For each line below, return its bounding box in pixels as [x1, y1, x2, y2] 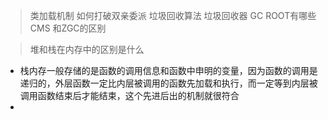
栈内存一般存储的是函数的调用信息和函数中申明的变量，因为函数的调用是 [19, 65, 318, 76]
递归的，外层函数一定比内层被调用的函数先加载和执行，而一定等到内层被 [19, 77, 318, 89]
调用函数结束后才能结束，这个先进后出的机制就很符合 [19, 90, 240, 101]
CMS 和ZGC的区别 [29, 22, 107, 34]
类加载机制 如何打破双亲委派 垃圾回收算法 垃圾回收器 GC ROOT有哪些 [29, 10, 317, 21]
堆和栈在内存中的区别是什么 [29, 44, 145, 55]
